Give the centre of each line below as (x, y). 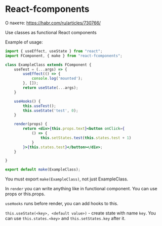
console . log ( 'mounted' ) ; (57, 79)
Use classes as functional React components (51, 32)
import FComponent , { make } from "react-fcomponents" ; (64, 56)
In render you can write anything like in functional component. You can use (81, 189)
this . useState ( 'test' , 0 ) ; (51, 111)
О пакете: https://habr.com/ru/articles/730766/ (53, 23)
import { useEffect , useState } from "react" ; (54, 51)
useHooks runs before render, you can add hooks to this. (62, 204)
